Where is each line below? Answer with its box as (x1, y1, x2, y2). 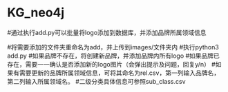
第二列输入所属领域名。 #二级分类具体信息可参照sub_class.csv (7, 77, 186, 85)
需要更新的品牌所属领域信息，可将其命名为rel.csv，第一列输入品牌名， (19, 69, 220, 77)
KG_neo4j (7, 5, 65, 21)
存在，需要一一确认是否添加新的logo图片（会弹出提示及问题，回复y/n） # (7, 60, 216, 68)
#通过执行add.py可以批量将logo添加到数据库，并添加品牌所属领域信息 (7, 28, 207, 36)
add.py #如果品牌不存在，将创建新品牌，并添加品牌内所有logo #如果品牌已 (7, 51, 220, 60)
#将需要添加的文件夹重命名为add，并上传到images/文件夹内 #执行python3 (7, 43, 219, 51)
